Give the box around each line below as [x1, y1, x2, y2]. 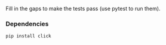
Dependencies [5, 20, 49, 28]
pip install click [5, 33, 51, 39]
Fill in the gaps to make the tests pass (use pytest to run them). [5, 5, 161, 12]
